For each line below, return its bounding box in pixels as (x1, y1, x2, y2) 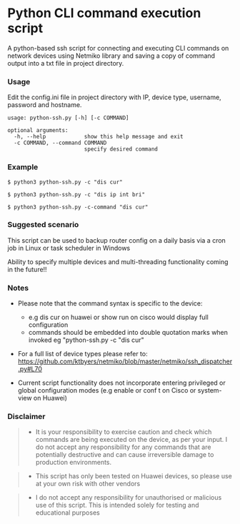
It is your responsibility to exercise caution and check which (35, 428, 212, 436)
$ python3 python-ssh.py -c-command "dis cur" (7, 203, 149, 211)
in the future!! (7, 265, 48, 273)
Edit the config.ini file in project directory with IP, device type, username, (7, 93, 221, 101)
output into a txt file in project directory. (7, 59, 124, 67)
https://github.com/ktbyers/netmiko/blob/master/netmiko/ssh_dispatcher (17, 357, 233, 366)
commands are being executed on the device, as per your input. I (35, 435, 228, 444)
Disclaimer (7, 412, 46, 422)
